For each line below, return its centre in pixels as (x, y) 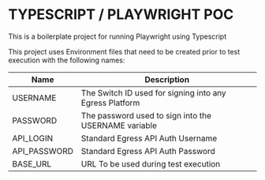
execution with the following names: (67, 60)
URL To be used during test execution (151, 163)
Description (167, 79)
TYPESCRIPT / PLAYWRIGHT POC (121, 15)
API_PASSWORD (43, 151)
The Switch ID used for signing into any (153, 92)
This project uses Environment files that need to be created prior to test (124, 51)
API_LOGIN (33, 138)
